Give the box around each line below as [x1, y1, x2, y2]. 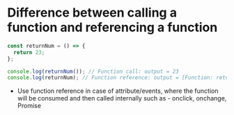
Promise [17, 102, 42, 110]
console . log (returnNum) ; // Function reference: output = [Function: [7, 74, 214, 81]
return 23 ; [13, 48, 45, 56]
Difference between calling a [7, 5, 178, 21]
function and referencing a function [7, 19, 218, 35]
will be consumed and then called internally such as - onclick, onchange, [17, 94, 227, 103]
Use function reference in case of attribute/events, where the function [17, 87, 219, 95]
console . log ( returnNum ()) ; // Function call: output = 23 [7, 68, 179, 75]
